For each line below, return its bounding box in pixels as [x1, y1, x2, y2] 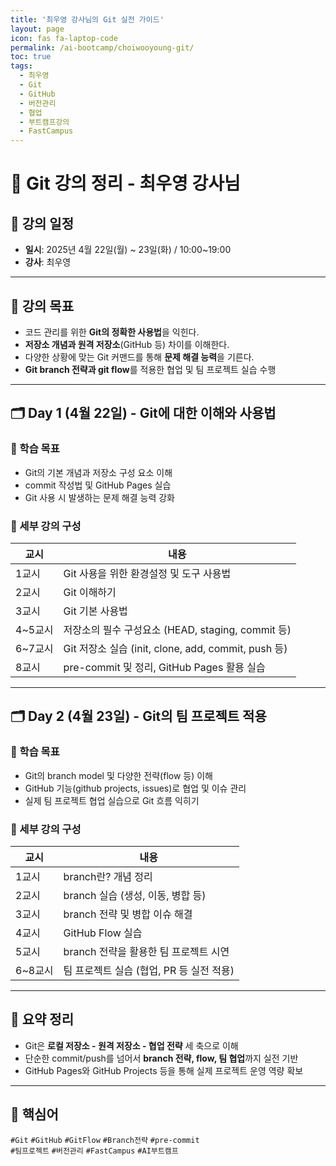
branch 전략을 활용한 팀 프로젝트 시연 [63, 944, 230, 958]
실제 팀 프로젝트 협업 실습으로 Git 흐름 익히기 [24, 794, 200, 806]
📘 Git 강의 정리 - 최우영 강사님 [10, 172, 241, 195]
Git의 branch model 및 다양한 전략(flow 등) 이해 [24, 769, 213, 781]
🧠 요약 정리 [10, 1011, 75, 1028]
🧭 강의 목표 [10, 297, 75, 315]
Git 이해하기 [63, 585, 117, 599]
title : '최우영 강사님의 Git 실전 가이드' [10, 14, 165, 25]
